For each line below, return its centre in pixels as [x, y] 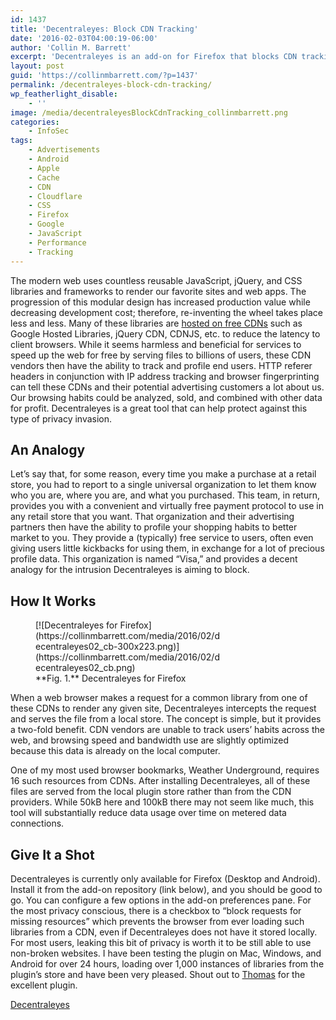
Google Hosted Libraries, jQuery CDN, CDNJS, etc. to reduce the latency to [165, 333]
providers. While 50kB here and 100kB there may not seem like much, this [162, 802]
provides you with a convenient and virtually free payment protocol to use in [167, 506]
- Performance [57, 242]
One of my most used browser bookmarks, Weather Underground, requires [165, 770]
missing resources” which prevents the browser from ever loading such [157, 921]
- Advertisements [64, 150]
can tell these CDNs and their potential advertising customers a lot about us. [167, 387]
